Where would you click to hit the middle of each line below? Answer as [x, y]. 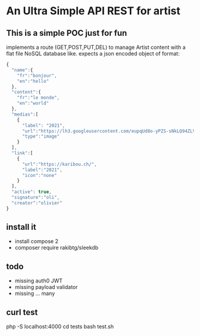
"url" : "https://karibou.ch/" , [59, 164]
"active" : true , [32, 192]
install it [21, 227]
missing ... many [35, 294]
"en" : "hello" [33, 81]
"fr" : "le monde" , [38, 98]
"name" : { [22, 70]
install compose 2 [36, 241]
